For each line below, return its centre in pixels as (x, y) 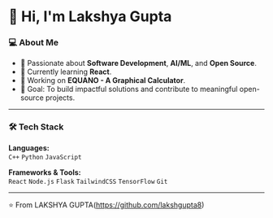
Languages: (29, 148)
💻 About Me (34, 42)
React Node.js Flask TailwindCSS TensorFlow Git (88, 181)
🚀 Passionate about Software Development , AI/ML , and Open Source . (139, 63)
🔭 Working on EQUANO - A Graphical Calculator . (103, 81)
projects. (60, 98)
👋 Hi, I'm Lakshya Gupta (90, 17)
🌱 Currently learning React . (66, 72)
